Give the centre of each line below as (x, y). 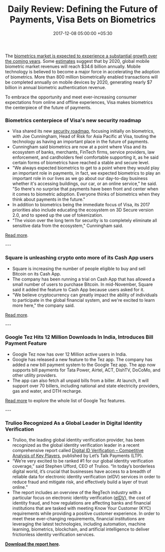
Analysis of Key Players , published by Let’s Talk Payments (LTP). (78, 456)
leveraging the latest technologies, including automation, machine (79, 524)
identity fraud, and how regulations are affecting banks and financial (82, 503)
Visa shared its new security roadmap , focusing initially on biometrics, (83, 131)
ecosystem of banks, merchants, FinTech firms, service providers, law (83, 152)
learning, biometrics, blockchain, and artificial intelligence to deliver (81, 529)
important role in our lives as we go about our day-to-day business (80, 179)
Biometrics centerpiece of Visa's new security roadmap (73, 120)
